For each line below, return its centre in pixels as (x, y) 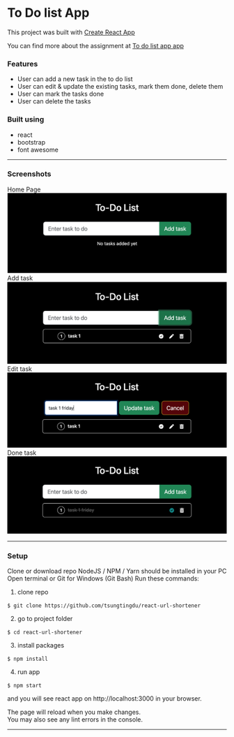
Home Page (24, 189)
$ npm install (28, 659)
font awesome (38, 149)
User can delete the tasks (54, 101)
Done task (22, 453)
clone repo (33, 592)
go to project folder (45, 618)
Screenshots (29, 174)
